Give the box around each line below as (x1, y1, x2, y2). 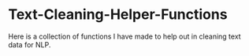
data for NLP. (8, 39, 51, 49)
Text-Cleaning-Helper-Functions (8, 6, 228, 24)
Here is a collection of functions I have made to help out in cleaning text (8, 32, 242, 41)
